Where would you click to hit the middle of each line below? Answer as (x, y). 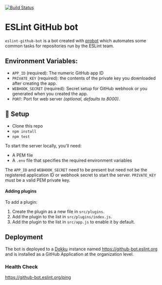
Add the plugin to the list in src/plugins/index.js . (62, 216)
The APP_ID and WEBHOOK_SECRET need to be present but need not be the (76, 170)
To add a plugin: (21, 202)
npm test (21, 136)
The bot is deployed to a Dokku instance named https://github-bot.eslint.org (81, 249)
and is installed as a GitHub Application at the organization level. (69, 254)
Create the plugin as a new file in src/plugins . (58, 211)
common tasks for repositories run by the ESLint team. (60, 46)
